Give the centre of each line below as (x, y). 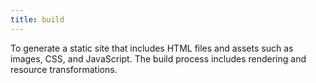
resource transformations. (64, 69)
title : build (37, 19)
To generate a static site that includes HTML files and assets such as (152, 48)
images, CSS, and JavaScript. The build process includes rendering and (158, 58)
